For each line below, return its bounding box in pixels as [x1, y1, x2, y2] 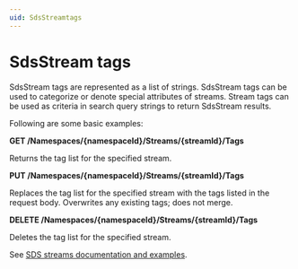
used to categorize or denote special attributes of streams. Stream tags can [9, 91, 289, 101]
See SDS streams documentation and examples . [9, 248, 188, 260]
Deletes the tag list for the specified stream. [9, 231, 171, 242]
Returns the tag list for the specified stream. [9, 152, 172, 163]
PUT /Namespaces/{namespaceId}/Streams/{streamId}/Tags [9, 169, 245, 180]
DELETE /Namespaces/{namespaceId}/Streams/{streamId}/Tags [9, 214, 259, 225]
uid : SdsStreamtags [9, 13, 83, 22]
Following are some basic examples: [9, 117, 144, 128]
